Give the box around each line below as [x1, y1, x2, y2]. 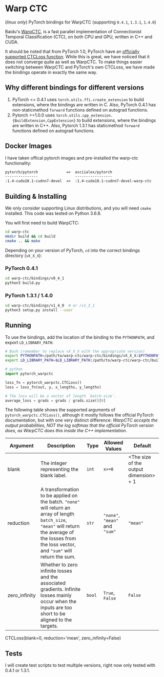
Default [133, 443, 151, 449]
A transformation [41, 486, 80, 493]
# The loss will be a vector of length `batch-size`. [5, 394, 117, 398]
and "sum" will [41, 547, 72, 554]
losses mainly [41, 592, 72, 599]
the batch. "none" [41, 498, 80, 505]
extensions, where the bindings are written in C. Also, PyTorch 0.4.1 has [12, 101, 156, 108]
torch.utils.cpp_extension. [56, 113, 113, 118]
